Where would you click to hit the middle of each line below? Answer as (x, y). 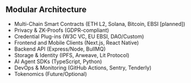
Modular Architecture (46, 10)
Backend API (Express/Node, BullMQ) (60, 49)
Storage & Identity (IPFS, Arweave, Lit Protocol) (72, 55)
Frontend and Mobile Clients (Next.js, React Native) (77, 42)
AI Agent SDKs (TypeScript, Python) (58, 61)
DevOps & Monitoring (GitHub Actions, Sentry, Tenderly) (83, 68)
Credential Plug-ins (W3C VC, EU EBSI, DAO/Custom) (79, 36)
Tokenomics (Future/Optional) (50, 74)
